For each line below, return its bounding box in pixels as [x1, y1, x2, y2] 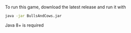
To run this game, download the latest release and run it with [5, 4, 126, 10]
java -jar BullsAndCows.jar [5, 14, 62, 18]
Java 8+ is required [5, 22, 44, 28]
